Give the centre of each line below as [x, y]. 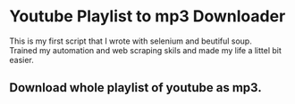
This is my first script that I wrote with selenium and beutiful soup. [131, 41]
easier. [21, 60]
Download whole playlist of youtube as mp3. [135, 88]
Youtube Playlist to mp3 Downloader [147, 16]
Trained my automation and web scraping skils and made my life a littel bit [145, 50]
